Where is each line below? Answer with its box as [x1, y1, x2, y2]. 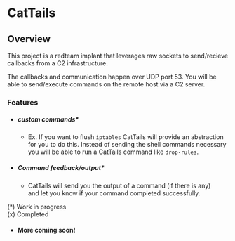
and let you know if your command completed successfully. [27, 188, 201, 197]
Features [7, 97, 39, 107]
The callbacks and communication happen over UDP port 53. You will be [7, 72, 217, 81]
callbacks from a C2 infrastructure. [7, 59, 109, 67]
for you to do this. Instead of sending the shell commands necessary [27, 140, 227, 148]
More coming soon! [17, 226, 76, 235]
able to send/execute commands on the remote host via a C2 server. [7, 80, 206, 89]
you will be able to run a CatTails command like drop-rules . [27, 148, 199, 156]
